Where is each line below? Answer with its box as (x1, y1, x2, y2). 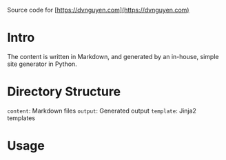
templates (7, 113, 36, 122)
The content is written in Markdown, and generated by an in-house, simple (7, 52, 219, 60)
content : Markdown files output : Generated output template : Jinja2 (7, 106, 196, 115)
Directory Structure (7, 84, 121, 100)
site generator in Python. (7, 60, 77, 68)
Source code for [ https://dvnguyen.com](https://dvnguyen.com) (7, 6, 189, 14)
